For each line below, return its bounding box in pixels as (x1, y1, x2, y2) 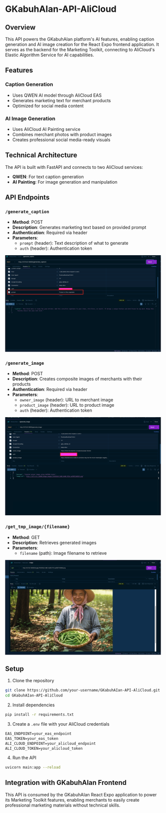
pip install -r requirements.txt (5, 712, 74, 717)
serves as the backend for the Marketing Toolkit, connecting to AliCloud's (5, 47, 155, 52)
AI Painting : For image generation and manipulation (12, 179, 118, 185)
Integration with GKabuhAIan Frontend (5, 778, 127, 787)
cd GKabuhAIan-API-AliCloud (5, 693, 63, 698)
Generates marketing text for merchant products (12, 97, 111, 103)
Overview (5, 23, 36, 32)
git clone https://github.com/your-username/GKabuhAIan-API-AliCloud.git (5, 688, 161, 693)
